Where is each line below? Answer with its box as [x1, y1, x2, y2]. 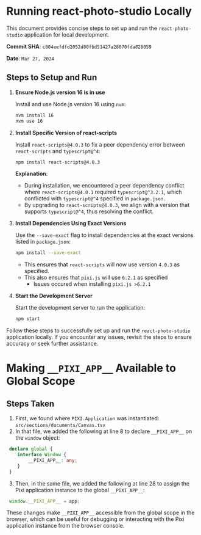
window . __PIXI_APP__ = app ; [9, 498, 80, 504]
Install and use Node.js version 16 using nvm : [15, 100, 126, 107]
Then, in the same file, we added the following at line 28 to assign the [15, 479, 190, 487]
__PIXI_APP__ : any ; [28, 457, 78, 464]
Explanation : [15, 170, 48, 178]
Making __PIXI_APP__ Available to [6, 362, 177, 375]
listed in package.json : [15, 238, 71, 246]
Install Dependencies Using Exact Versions [15, 220, 127, 227]
